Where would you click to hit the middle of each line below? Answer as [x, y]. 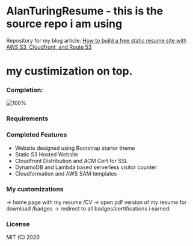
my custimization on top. [69, 71]
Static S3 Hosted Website [47, 154]
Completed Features [37, 135]
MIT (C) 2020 [23, 237]
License [18, 224]
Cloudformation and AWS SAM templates [66, 173]
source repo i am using [64, 24]
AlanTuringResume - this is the [85, 11]
